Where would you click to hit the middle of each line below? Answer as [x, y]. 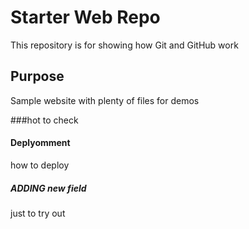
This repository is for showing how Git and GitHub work [124, 45]
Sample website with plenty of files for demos [105, 100]
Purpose [37, 76]
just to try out [38, 213]
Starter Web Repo [85, 17]
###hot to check [44, 120]
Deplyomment [40, 143]
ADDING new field [48, 188]
